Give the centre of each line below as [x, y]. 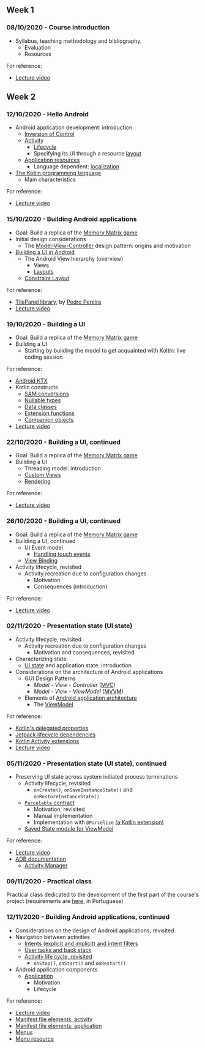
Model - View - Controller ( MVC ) [74, 684]
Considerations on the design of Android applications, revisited [95, 930]
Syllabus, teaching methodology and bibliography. [78, 41]
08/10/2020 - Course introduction [58, 28]
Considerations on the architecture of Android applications [89, 672]
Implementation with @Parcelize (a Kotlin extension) [99, 822]
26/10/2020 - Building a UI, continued [64, 521]
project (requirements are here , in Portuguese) [65, 901]
